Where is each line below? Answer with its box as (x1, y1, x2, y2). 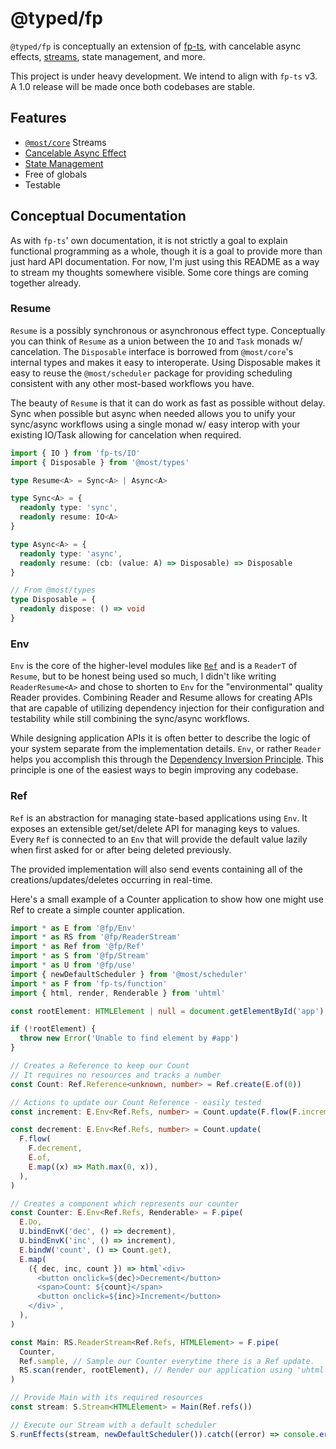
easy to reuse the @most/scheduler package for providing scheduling (10, 367, 293, 379)
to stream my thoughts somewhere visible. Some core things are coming (10, 266, 309, 278)
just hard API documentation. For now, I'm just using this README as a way (10, 255, 320, 267)
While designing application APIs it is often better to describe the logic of (10, 732, 311, 744)
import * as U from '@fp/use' (10, 960, 137, 971)
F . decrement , (28, 1143, 83, 1154)
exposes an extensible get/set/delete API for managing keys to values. (10, 822, 301, 834)
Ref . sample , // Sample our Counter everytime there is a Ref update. (19, 1356, 315, 1366)
